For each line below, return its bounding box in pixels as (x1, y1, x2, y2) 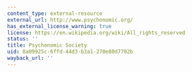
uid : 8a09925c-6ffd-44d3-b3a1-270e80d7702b (7, 49, 134, 56)
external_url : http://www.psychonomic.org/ (7, 16, 134, 23)
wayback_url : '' (7, 55, 53, 62)
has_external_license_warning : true (7, 23, 112, 29)
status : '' (7, 36, 38, 43)
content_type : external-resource (7, 10, 103, 17)
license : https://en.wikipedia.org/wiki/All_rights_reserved (7, 29, 186, 36)
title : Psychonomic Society (7, 42, 88, 49)
